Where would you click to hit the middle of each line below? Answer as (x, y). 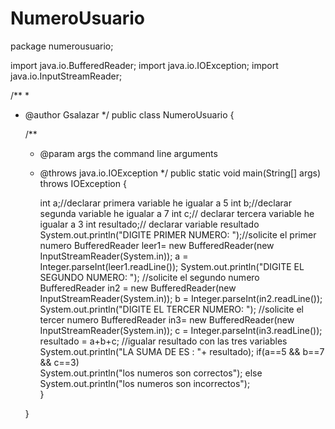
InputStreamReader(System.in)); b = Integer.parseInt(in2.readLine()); (181, 298)
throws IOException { (83, 183)
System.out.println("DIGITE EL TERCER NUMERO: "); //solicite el (171, 309)
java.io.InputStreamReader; (66, 76)
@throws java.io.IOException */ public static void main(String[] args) (180, 173)
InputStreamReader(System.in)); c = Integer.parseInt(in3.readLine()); (181, 330)
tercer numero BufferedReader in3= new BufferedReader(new (167, 319)
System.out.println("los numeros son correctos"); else (151, 373)
